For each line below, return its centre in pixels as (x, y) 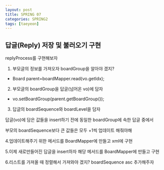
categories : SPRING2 (27, 19)
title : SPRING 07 (23, 14)
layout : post (19, 10)
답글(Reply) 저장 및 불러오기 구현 (53, 45)
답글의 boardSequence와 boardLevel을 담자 (56, 109)
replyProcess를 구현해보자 (31, 58)
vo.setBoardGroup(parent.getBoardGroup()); (58, 99)
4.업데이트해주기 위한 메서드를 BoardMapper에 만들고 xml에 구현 (69, 141)
